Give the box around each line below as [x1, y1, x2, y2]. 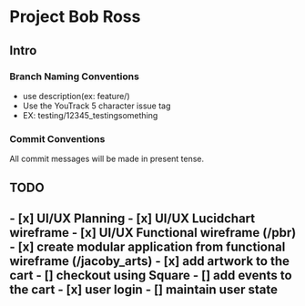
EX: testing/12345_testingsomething [22, 109, 158, 120]
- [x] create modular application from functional [9, 239, 286, 254]
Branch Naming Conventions [9, 70, 139, 83]
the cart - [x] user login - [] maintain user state [9, 281, 278, 297]
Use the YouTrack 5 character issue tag [22, 100, 171, 111]
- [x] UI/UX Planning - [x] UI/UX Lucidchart [9, 210, 256, 226]
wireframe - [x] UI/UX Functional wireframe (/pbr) [9, 225, 297, 240]
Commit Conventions [9, 132, 106, 145]
